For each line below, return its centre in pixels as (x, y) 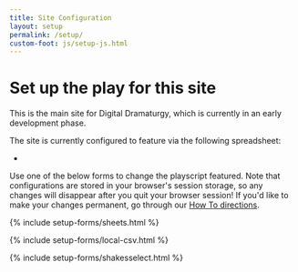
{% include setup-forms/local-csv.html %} (89, 240)
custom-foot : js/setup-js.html (69, 43)
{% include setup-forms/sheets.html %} (84, 223)
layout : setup (36, 26)
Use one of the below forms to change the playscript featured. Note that (145, 176)
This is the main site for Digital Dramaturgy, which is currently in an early (146, 114)
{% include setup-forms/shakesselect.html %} (97, 258)
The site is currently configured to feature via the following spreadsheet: (145, 141)
